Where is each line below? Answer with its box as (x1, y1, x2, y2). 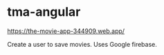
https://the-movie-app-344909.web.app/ (7, 27, 125, 35)
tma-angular (7, 4, 81, 20)
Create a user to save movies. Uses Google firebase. (7, 40, 158, 48)
